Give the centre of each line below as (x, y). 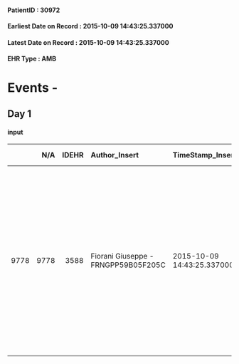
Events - (33, 87)
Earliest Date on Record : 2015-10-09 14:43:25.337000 (90, 26)
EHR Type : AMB (32, 59)
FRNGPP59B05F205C (128, 265)
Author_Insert (115, 155)
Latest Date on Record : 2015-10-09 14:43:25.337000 (88, 42)
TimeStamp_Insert (205, 155)
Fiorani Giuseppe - (122, 256)
